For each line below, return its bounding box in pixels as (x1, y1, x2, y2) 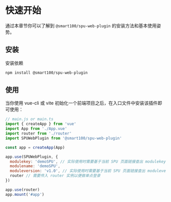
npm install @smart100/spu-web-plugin (5, 70, 88, 75)
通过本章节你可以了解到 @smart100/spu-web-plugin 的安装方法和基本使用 (5, 23, 157, 29)
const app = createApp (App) (5, 145, 65, 150)
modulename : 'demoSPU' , (10, 164, 60, 169)
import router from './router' (5, 131, 72, 136)
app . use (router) (5, 187, 40, 192)
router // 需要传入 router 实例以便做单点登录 (10, 173, 101, 178)
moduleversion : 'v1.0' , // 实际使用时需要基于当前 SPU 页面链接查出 (10, 168, 145, 174)
